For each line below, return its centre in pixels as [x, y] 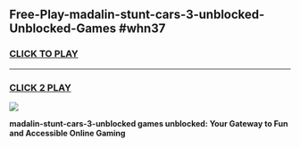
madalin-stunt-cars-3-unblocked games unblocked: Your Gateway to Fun [149, 123]
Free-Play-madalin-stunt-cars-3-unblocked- [137, 15]
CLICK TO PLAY [44, 54]
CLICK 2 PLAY [40, 87]
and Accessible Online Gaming [67, 133]
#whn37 [142, 29]
